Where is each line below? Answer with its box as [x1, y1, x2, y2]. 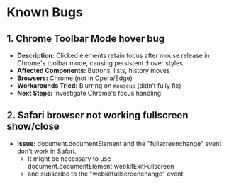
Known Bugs [6, 4, 83, 21]
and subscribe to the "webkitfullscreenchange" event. [27, 169, 186, 178]
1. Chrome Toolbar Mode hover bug [6, 33, 165, 45]
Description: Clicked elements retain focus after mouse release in [16, 51, 210, 60]
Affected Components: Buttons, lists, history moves [16, 67, 171, 74]
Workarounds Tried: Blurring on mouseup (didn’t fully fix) [16, 82, 181, 89]
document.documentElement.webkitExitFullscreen [27, 162, 174, 170]
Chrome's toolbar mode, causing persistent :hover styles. [16, 59, 185, 67]
